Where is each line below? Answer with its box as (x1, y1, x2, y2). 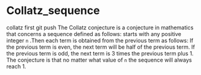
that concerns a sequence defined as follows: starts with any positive (6, 30, 182, 37)
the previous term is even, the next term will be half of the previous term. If (6, 43, 195, 51)
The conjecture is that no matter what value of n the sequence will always (6, 56, 192, 63)
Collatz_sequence (6, 4, 100, 18)
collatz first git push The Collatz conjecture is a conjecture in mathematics (6, 24, 194, 31)
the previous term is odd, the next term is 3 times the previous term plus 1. (6, 49, 194, 57)
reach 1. (6, 62, 26, 70)
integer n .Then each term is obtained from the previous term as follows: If (6, 37, 194, 44)
